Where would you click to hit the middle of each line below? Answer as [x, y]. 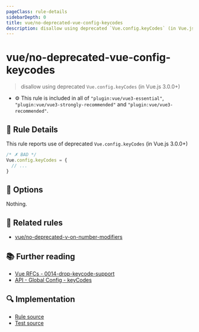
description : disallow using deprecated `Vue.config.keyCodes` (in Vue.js [100, 28]
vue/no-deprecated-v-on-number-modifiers [68, 237]
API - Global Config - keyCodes [53, 280]
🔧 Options [25, 190]
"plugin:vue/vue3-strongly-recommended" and [70, 105]
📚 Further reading [41, 256]
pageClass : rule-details [37, 12]
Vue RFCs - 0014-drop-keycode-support [65, 273]
